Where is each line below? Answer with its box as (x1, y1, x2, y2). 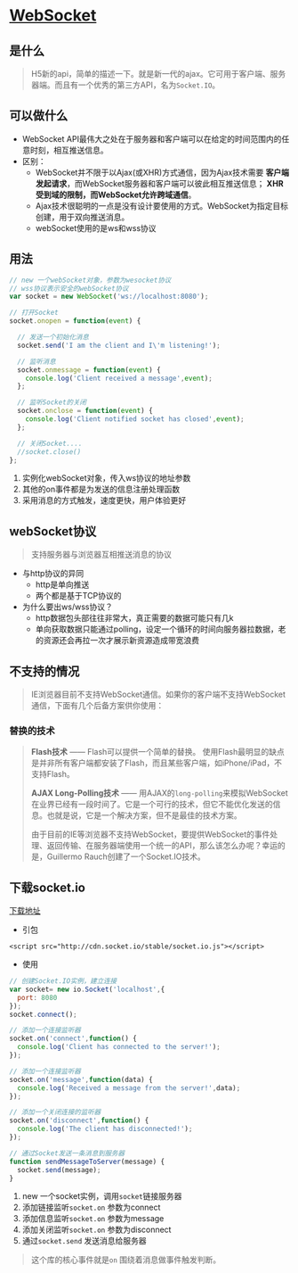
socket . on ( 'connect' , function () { (9, 1034, 138, 1044)
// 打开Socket (9, 309, 60, 318)
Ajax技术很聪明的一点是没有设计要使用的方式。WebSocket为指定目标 (35, 200, 289, 211)
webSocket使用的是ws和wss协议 (35, 222, 157, 233)
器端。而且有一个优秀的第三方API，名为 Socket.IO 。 (30, 79, 221, 90)
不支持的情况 (9, 664, 80, 679)
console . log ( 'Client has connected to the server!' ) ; (17, 1043, 221, 1052)
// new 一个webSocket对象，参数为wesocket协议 (9, 276, 172, 285)
